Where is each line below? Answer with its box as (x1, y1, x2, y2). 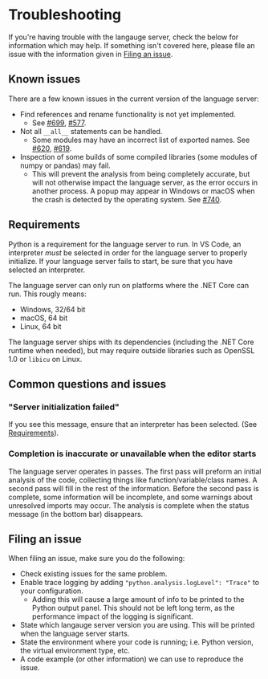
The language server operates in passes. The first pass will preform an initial (8, 466, 262, 476)
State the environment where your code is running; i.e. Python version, (19, 637, 254, 647)
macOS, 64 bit (19, 313, 68, 323)
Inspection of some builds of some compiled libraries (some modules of (19, 152, 258, 161)
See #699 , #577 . (31, 118, 87, 128)
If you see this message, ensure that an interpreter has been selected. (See (8, 420, 258, 429)
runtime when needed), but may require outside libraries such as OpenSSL (8, 345, 255, 355)
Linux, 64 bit (19, 321, 62, 331)
